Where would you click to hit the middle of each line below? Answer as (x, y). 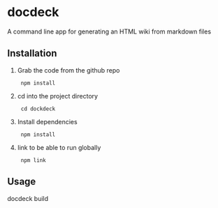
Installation (32, 53)
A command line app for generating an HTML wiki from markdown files (109, 31)
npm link (34, 160)
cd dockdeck (38, 109)
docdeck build (28, 198)
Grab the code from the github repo (68, 70)
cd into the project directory (58, 96)
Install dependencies (48, 121)
